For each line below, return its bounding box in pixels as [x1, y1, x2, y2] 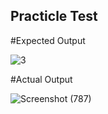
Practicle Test [10, 8, 98, 25]
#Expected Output [10, 34, 86, 46]
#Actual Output [10, 73, 73, 85]
